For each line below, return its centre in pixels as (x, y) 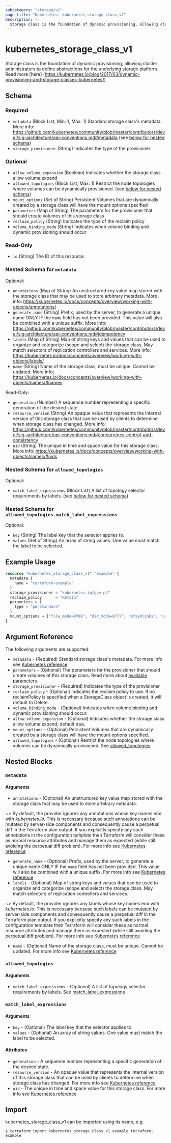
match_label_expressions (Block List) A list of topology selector (79, 491)
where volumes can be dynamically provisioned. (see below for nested (87, 189)
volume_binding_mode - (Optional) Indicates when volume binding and (85, 708)
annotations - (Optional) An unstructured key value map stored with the (88, 798)
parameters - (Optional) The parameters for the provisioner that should (86, 670)
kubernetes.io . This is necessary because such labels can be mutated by (82, 909)
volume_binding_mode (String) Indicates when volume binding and (81, 227)
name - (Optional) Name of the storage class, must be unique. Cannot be (88, 946)
